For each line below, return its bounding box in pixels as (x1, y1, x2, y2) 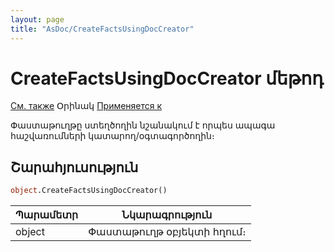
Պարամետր (15, 208, 79, 222)
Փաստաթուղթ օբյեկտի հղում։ (88, 225, 247, 239)
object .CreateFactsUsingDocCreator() (10, 186, 168, 196)
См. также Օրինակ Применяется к (10, 100, 163, 112)
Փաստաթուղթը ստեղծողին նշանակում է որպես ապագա (10, 119, 276, 131)
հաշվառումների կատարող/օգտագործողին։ (10, 130, 215, 142)
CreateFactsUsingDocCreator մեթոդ (10, 67, 324, 90)
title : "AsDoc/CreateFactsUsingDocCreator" (10, 24, 195, 34)
